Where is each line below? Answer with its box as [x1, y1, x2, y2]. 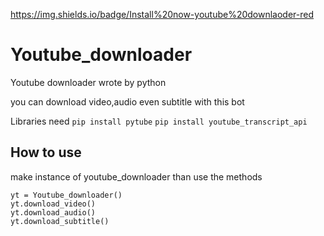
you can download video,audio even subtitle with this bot [10, 95, 245, 108]
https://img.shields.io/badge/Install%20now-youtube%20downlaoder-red [10, 9, 315, 20]
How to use [10, 144, 82, 161]
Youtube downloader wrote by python [10, 76, 167, 88]
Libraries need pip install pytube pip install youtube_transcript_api [10, 115, 308, 127]
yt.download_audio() [10, 207, 97, 218]
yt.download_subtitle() [10, 216, 110, 226]
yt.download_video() [10, 199, 97, 209]
